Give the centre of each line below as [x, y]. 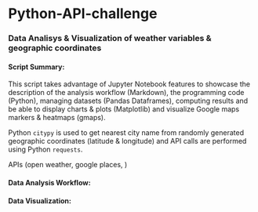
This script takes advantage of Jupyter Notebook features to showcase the [129, 84]
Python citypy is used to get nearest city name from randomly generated [126, 133]
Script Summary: [36, 67]
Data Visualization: [40, 200]
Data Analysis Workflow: [50, 182]
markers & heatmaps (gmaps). [57, 118]
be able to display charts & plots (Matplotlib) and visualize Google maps [124, 109]
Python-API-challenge [83, 14]
